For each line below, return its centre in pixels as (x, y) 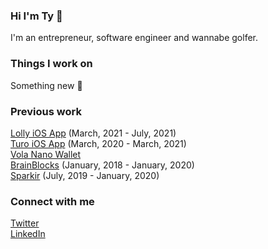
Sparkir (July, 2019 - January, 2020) (85, 175)
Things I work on (51, 64)
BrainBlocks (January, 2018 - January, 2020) (102, 165)
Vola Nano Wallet (46, 154)
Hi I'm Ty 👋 (36, 16)
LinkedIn (28, 234)
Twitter (25, 223)
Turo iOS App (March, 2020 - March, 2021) (98, 143)
